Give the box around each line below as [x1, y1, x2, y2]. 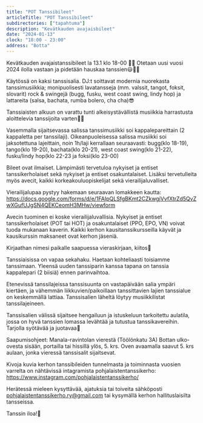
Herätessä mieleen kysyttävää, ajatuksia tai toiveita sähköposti [6, 385, 162, 392]
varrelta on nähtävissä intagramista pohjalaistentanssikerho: [6, 367, 156, 374]
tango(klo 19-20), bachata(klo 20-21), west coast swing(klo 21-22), [6, 146, 173, 153]
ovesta [6, 343, 23, 350]
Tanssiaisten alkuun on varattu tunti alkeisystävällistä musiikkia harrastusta [6, 108, 193, 116]
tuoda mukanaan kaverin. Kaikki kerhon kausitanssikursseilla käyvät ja [6, 226, 182, 233]
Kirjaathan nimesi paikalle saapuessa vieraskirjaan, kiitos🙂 [6, 244, 151, 251]
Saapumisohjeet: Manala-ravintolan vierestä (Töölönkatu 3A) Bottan [6, 336, 176, 343]
